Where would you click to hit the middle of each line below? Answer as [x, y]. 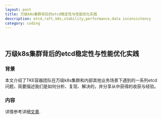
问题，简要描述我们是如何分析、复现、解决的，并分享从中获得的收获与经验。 [82, 86]
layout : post [18, 10]
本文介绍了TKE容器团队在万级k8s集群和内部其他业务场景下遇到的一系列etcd [81, 80]
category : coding [23, 23]
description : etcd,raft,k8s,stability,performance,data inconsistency [78, 19]
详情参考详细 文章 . [23, 112]
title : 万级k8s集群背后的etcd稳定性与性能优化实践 [51, 14]
